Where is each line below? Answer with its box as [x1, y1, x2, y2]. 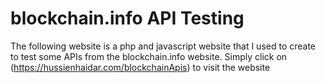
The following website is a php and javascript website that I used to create [10, 40, 317, 52]
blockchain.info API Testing [10, 7, 245, 30]
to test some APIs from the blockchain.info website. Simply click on [10, 50, 288, 62]
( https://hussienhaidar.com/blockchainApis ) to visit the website [10, 61, 271, 73]
